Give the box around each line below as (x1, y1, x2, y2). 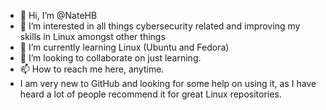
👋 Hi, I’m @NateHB (19, 10, 98, 21)
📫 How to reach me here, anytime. (19, 63, 165, 75)
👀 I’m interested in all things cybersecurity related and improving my (19, 20, 301, 32)
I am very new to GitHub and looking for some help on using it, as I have (19, 78, 317, 89)
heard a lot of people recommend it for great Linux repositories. (19, 88, 282, 100)
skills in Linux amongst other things (19, 31, 166, 42)
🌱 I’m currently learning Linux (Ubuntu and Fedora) (19, 41, 230, 53)
